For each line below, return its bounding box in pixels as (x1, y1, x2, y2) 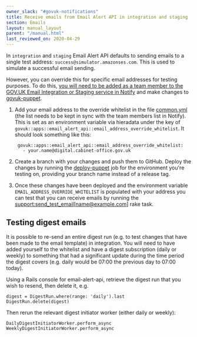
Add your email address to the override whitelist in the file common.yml (14, 106, 188, 113)
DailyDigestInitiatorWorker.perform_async (6, 320, 112, 326)
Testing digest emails (6, 218, 86, 228)
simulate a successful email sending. (6, 65, 95, 71)
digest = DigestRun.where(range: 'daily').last (6, 293, 125, 299)
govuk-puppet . (6, 95, 42, 102)
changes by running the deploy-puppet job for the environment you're (14, 164, 185, 171)
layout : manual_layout (6, 25, 62, 31)
